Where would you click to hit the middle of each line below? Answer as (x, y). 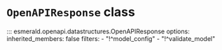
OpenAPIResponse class (71, 12)
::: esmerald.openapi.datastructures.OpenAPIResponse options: (98, 31)
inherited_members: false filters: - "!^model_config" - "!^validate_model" (111, 38)
